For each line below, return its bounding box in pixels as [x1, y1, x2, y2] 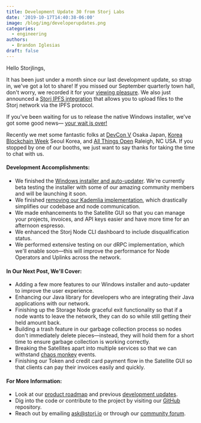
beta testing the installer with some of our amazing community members [14, 184, 195, 191]
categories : [6, 25, 36, 32]
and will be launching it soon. [14, 190, 88, 197]
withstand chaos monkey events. [14, 351, 97, 358]
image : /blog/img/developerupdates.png [6, 20, 106, 26]
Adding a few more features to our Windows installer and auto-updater [14, 281, 190, 288]
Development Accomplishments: [6, 164, 90, 171]
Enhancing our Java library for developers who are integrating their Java [14, 293, 194, 301]
